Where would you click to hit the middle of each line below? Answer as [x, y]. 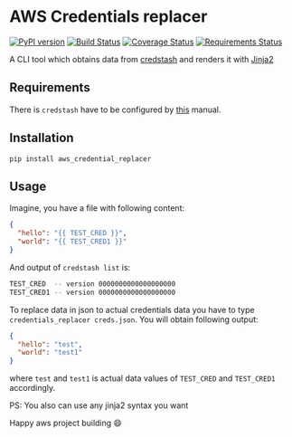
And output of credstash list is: [70, 267]
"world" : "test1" [50, 353]
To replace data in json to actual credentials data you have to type [132, 309]
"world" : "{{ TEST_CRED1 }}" [72, 242]
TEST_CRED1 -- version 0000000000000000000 [93, 292]
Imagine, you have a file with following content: [97, 208]
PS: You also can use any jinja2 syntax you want [99, 405]
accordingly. [33, 388]
